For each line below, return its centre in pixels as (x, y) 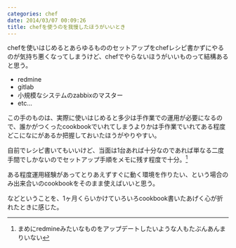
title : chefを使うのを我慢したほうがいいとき (67, 27)
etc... (25, 104)
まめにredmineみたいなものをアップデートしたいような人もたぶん (112, 229)
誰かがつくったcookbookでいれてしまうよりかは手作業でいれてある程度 (123, 127)
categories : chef (33, 14)
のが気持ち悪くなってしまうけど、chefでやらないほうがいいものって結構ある (118, 56)
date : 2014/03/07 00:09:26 (47, 20)
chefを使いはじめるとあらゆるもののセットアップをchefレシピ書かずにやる (116, 48)
